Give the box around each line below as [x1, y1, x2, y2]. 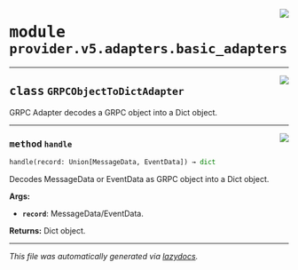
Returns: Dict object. [9, 225, 86, 235]
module [9, 22, 67, 42]
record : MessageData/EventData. [21, 208, 144, 218]
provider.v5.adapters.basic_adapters [9, 41, 288, 58]
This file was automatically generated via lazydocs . [9, 250, 199, 261]
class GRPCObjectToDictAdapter [9, 84, 184, 99]
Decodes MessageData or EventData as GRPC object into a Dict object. [9, 173, 270, 184]
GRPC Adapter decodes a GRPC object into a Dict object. [9, 107, 217, 117]
